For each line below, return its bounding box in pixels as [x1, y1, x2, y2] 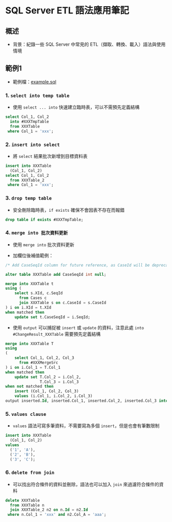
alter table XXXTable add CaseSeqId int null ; [5, 272, 106, 277]
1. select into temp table [5, 92, 70, 99]
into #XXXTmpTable [10, 119, 50, 124]
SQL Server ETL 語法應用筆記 [5, 5, 130, 16]
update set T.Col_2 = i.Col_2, [14, 374, 81, 379]
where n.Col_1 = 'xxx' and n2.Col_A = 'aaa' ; [7, 512, 106, 517]
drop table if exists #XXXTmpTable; [5, 217, 83, 222]
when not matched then [5, 384, 54, 389]
